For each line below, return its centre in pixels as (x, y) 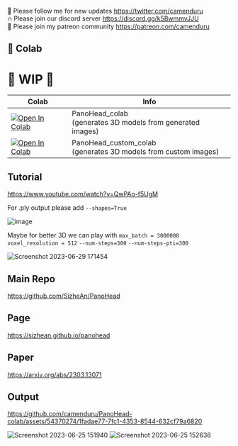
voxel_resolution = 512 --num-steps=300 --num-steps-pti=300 (98, 244)
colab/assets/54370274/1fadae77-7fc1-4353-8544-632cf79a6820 (105, 421)
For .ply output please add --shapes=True (67, 208)
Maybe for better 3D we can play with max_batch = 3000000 (93, 235)
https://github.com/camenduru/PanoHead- (70, 414)
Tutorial (25, 177)
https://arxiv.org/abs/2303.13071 (55, 374)
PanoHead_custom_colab (114, 143)
